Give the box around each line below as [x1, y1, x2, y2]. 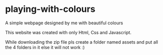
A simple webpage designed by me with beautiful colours [5, 20, 123, 26]
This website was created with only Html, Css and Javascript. [5, 29, 132, 35]
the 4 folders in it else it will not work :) [5, 44, 85, 50]
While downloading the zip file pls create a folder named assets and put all [5, 39, 159, 45]
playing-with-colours [5, 3, 96, 15]
